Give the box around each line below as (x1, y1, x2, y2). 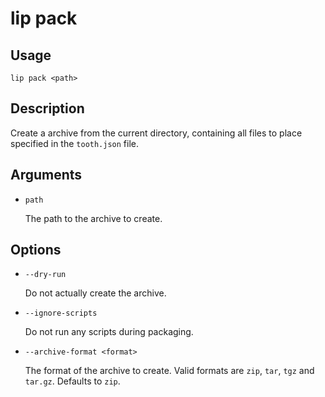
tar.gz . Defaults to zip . (24, 375, 121, 387)
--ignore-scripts (24, 308, 98, 319)
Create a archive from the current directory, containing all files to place (10, 127, 303, 139)
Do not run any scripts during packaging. (24, 326, 194, 338)
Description (10, 100, 85, 117)
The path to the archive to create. (24, 212, 163, 224)
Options (10, 242, 62, 259)
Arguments (10, 167, 83, 184)
